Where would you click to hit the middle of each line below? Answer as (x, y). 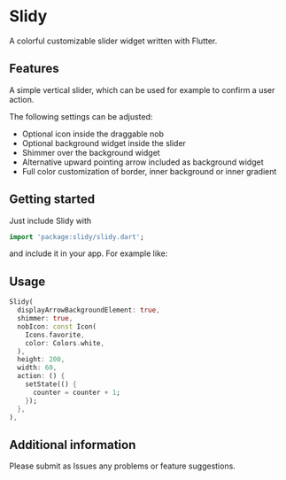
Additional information (73, 445)
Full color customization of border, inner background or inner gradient (149, 171)
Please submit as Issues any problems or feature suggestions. (123, 466)
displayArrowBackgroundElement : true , (89, 310)
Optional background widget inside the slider (104, 143)
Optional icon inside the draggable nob (93, 134)
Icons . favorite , (55, 335)
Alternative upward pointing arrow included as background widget (143, 162)
